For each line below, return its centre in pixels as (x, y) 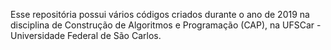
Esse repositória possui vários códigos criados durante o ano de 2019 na (160, 14)
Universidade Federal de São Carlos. (86, 35)
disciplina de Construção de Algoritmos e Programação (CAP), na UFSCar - (166, 25)
